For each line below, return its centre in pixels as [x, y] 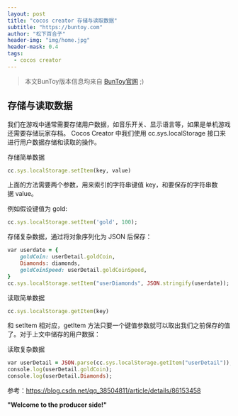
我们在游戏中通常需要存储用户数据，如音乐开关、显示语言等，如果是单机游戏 [119, 124]
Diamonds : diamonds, [50, 263]
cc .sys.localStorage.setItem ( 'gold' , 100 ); [73, 222]
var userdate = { [33, 250]
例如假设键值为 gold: [37, 209]
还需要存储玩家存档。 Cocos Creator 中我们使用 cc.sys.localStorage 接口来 [117, 133]
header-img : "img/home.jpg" [49, 40]
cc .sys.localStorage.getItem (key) [58, 311]
